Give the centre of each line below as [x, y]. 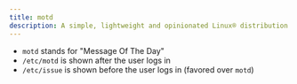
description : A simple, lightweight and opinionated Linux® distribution [149, 26]
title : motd [31, 17]
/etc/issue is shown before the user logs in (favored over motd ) [138, 69]
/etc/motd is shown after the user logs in [96, 60]
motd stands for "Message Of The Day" [93, 50]
